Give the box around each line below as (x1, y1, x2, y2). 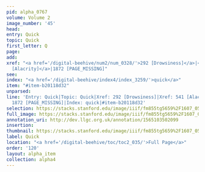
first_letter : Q (6, 43, 48, 49)
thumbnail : (6, 128, 34, 134)
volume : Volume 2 (6, 15, 51, 21)
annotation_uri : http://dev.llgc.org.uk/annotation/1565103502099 (6, 116, 179, 123)
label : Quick (6, 134, 40, 140)
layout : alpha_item (6, 151, 56, 157)
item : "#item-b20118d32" (6, 83, 70, 89)
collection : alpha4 (6, 156, 56, 162)
